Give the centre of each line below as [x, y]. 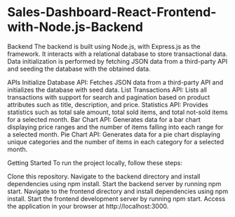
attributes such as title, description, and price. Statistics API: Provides [108, 104]
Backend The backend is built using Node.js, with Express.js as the [104, 46]
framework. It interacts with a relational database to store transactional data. [117, 54]
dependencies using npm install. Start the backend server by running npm [114, 183]
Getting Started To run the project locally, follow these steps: [95, 162]
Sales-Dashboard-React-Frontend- [112, 12]
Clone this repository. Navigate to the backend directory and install [104, 176]
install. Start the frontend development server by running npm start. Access [116, 198]
